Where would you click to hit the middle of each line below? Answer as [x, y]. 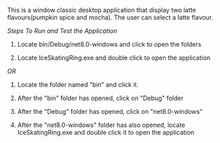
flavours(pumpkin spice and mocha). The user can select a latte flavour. [110, 17]
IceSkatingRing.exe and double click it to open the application [106, 132]
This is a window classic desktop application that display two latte [102, 10]
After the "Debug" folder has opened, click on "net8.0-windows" [110, 111]
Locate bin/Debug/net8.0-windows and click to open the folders [109, 44]
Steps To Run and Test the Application [62, 31]
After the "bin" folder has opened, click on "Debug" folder [100, 98]
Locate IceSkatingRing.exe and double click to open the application [114, 58]
